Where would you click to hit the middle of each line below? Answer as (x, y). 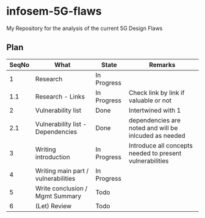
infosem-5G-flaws (54, 11)
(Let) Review (54, 206)
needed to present (155, 153)
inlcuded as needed (157, 135)
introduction (53, 157)
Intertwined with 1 (155, 110)
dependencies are (155, 120)
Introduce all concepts (161, 145)
